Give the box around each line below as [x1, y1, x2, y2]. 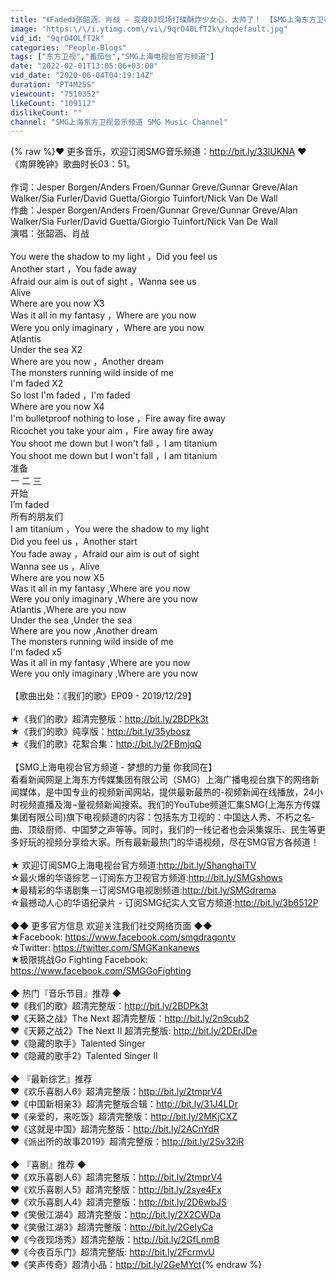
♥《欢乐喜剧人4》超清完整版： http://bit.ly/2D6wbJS [10, 1196, 227, 1208]
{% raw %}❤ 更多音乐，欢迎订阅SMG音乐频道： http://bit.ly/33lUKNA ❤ [10, 146, 307, 158]
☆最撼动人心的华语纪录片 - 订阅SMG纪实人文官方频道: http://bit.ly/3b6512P [10, 897, 319, 909]
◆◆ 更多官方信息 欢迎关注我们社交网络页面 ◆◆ [10, 920, 213, 932]
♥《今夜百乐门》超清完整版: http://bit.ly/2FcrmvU [10, 1246, 215, 1258]
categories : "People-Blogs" [10, 42, 128, 53]
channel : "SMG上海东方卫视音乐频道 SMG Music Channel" [10, 117, 229, 127]
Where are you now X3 [10, 297, 105, 310]
